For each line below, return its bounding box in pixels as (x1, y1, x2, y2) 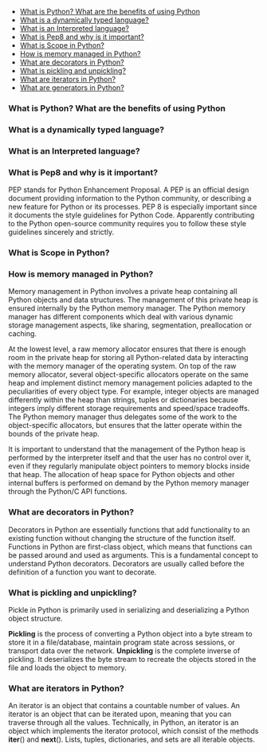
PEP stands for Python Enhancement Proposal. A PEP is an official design (8, 185, 249, 194)
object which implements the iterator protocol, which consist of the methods (8, 727, 259, 736)
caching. (8, 329, 37, 339)
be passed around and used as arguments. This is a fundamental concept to (8, 550, 259, 560)
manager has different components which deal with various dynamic (8, 312, 234, 322)
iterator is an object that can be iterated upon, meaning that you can (8, 709, 232, 719)
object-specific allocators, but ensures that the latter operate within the (8, 421, 242, 430)
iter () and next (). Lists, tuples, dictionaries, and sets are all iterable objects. (8, 734, 255, 744)
